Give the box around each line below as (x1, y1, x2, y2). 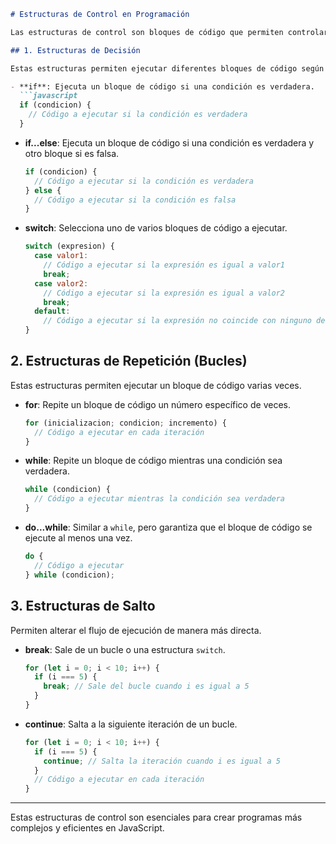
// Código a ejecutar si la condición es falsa (34, 195, 237, 205)
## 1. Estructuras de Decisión (10, 45, 141, 55)
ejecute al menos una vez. (24, 532, 133, 544)
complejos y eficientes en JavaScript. (10, 822, 165, 834)
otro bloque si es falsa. (24, 147, 120, 159)
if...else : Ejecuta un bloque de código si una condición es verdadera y (24, 136, 315, 149)
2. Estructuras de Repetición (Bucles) (10, 353, 248, 370)
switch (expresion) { (24, 241, 115, 252)
